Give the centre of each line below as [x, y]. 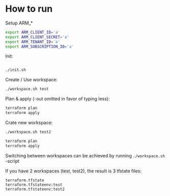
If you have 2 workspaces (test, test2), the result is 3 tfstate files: [73, 171]
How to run [29, 9]
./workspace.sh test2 [28, 132]
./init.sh [16, 70]
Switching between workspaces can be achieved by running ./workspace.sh [85, 155]
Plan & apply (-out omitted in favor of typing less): [58, 99]
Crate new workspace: [29, 122]
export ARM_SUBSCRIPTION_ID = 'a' [39, 46]
